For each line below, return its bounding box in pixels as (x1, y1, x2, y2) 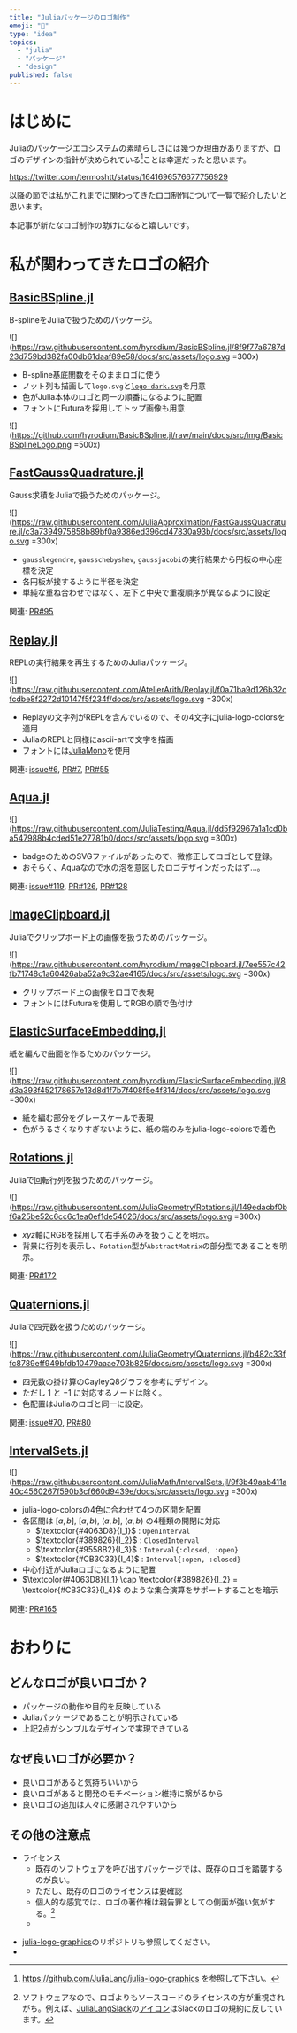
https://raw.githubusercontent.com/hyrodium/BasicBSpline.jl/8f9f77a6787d (11, 342, 286, 353)
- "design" (17, 63, 57, 72)
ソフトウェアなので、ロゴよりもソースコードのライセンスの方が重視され (21, 1992, 285, 2003)
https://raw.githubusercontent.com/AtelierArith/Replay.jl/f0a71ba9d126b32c (11, 684, 287, 694)
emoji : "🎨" (9, 21, 49, 30)
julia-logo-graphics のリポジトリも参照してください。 (21, 1936, 216, 1947)
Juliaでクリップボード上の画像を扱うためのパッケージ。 (9, 932, 212, 942)
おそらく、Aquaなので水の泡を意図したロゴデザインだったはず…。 (21, 862, 265, 872)
